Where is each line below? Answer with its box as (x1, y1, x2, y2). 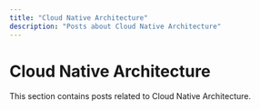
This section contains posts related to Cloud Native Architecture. (9, 91, 252, 102)
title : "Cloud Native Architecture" (9, 13, 148, 23)
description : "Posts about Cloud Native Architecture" (9, 22, 222, 31)
